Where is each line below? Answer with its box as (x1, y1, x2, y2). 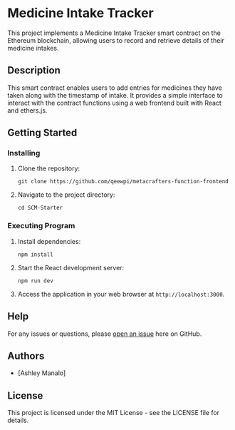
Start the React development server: (17, 263, 125, 272)
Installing (7, 148, 41, 158)
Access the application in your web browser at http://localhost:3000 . (17, 290, 225, 298)
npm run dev (17, 277, 53, 285)
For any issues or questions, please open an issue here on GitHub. (7, 329, 202, 338)
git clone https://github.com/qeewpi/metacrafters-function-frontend (17, 178, 229, 185)
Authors (7, 349, 45, 362)
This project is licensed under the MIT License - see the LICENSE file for (7, 409, 219, 417)
